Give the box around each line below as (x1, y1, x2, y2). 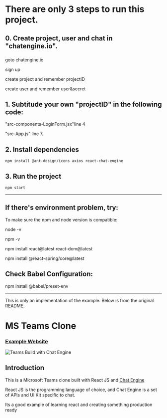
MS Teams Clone (5, 320, 77, 331)
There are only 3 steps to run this (5, 3, 145, 15)
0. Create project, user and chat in (5, 34, 113, 42)
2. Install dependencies (5, 145, 80, 154)
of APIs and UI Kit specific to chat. (5, 392, 76, 398)
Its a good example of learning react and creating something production (5, 402, 153, 408)
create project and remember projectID (5, 76, 85, 82)
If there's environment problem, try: (5, 204, 118, 212)
